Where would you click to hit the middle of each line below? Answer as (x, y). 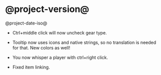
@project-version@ (47, 9)
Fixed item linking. (31, 67)
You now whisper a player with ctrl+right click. (60, 57)
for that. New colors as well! (41, 47)
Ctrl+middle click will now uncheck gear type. (59, 32)
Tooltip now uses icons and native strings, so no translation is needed (84, 42)
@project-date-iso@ (26, 23)
